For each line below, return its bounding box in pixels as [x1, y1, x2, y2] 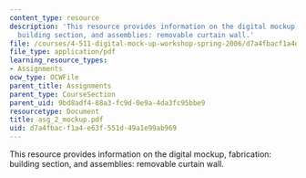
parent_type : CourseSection [9, 89, 117, 99]
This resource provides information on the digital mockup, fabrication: [9, 149, 271, 160]
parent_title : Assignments [9, 81, 112, 90]
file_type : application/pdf [9, 47, 117, 57]
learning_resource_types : [9, 56, 107, 65]
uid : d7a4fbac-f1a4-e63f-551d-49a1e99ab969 [9, 124, 178, 133]
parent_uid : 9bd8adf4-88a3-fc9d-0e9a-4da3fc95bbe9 [9, 98, 206, 108]
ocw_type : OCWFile [9, 73, 79, 82]
